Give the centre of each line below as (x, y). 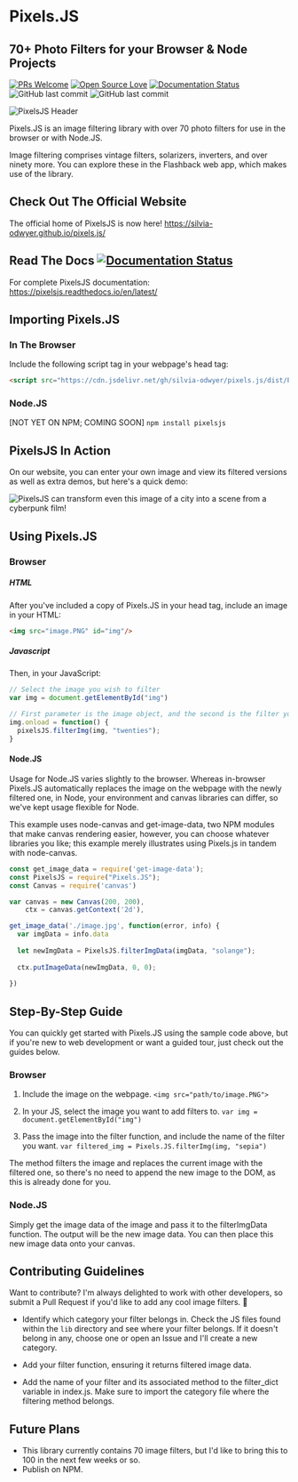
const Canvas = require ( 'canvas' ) (73, 886)
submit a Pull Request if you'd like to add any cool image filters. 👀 (129, 1302)
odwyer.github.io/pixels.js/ (58, 232)
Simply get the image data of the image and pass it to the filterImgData (138, 1224)
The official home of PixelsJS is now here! (86, 223)
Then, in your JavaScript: (55, 673)
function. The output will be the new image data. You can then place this (141, 1234)
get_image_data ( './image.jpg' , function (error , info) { (114, 926)
